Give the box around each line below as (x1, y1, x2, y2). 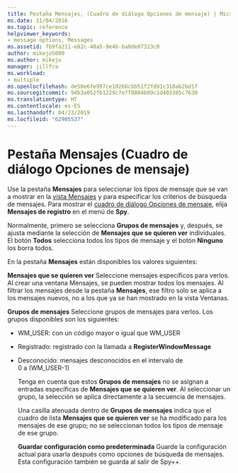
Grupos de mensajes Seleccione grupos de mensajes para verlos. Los (7, 307, 214, 316)
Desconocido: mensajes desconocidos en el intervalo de (17, 355, 183, 365)
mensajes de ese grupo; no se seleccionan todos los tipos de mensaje (17, 421, 223, 429)
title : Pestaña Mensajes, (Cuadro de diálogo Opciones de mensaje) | (7, 10, 217, 18)
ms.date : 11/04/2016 (7, 17, 69, 24)
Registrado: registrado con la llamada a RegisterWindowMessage (17, 342, 212, 351)
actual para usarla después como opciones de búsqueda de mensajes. (17, 450, 225, 458)
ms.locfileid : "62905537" (7, 115, 84, 122)
